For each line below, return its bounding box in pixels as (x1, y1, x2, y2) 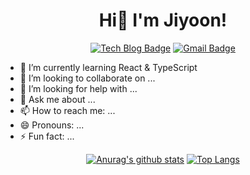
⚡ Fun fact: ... (19, 130, 75, 142)
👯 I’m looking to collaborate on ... (19, 72, 156, 84)
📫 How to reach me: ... (19, 104, 116, 116)
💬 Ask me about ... (19, 93, 96, 105)
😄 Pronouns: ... (19, 119, 85, 131)
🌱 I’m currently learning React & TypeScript (19, 61, 198, 73)
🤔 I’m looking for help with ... (19, 82, 138, 94)
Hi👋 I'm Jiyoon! (98, 9, 228, 32)
